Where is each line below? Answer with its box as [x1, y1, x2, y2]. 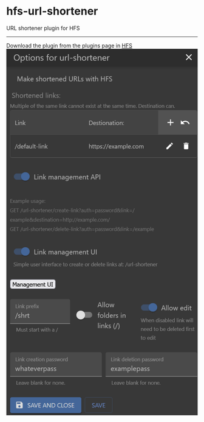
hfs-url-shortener [6, 4, 98, 18]
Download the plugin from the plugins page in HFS [6, 41, 132, 49]
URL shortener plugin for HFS [6, 24, 80, 32]
